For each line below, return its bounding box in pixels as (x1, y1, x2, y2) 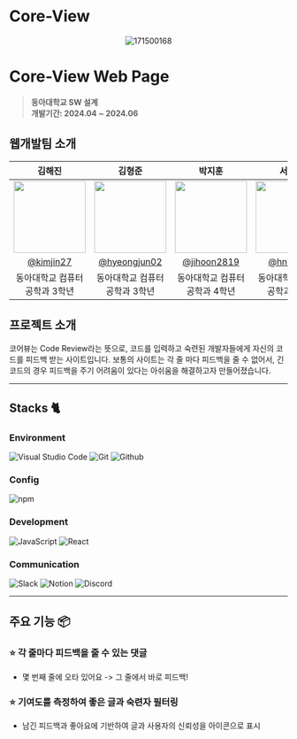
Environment (9, 431, 66, 443)
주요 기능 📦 (9, 614, 71, 629)
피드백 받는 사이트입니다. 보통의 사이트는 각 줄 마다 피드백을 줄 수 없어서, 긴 (25, 354, 285, 365)
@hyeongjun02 (98, 255, 163, 267)
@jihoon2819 (182, 255, 240, 267)
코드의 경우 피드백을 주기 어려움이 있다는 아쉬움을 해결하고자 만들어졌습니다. (9, 365, 271, 375)
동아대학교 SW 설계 (30, 96, 99, 107)
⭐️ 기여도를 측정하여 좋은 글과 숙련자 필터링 (9, 696, 179, 708)
